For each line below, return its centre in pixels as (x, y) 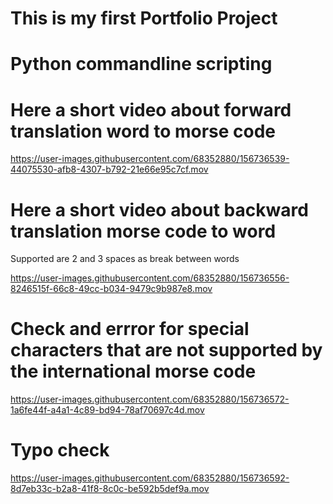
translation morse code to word (143, 231)
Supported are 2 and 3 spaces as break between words (125, 259)
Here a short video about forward (151, 109)
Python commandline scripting (141, 64)
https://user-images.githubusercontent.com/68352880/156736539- (150, 159)
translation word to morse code (143, 131)
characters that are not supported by (166, 350)
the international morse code (133, 371)
